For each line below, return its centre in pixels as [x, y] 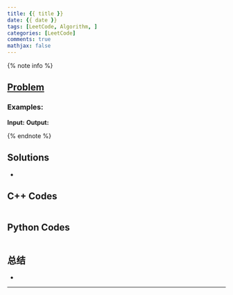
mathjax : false [29, 46]
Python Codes [39, 227]
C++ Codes [32, 196]
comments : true [29, 40]
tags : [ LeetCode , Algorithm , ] [52, 26]
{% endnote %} [29, 135]
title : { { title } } [35, 14]
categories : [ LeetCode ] [42, 33]
